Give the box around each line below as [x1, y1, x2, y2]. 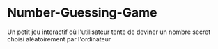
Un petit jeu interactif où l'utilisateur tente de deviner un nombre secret [7, 28, 211, 36]
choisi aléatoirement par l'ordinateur [7, 35, 111, 43]
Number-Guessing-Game [7, 5, 157, 21]
